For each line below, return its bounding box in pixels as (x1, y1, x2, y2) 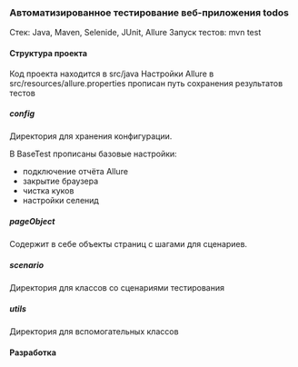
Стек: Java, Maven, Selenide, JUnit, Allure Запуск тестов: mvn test (9, 27, 262, 38)
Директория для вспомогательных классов (9, 326, 179, 337)
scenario (9, 260, 45, 271)
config (9, 108, 35, 119)
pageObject (9, 216, 55, 227)
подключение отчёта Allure (22, 166, 129, 177)
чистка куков (22, 185, 74, 196)
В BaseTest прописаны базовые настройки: (9, 148, 177, 160)
